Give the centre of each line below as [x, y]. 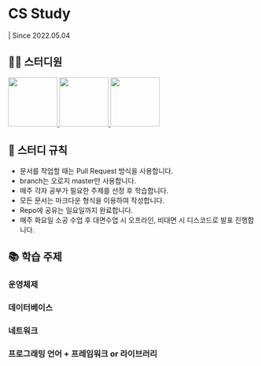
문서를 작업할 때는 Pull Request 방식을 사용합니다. [96, 170]
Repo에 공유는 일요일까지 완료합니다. [76, 210]
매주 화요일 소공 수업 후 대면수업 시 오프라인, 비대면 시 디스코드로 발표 [126, 220]
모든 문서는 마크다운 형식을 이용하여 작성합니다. [92, 200]
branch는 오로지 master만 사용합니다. [78, 181]
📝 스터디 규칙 [38, 150]
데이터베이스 [31, 307]
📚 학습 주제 [35, 256]
